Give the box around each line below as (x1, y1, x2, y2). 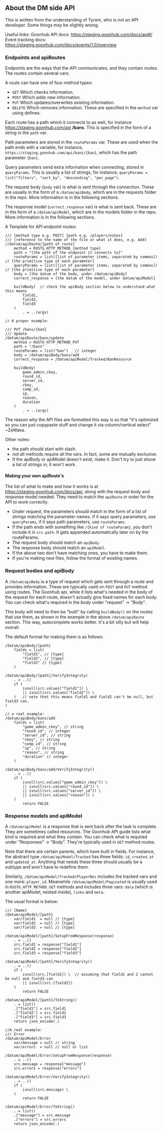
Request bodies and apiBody (5, 567, 74, 574)
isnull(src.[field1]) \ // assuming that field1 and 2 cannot (22, 972, 153, 977)
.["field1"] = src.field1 (14, 1006, 67, 1011)
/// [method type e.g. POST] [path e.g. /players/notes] (5, 233, 123, 238)
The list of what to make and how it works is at (5, 484, 98, 489)
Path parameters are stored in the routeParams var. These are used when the (5, 139, 158, 145)
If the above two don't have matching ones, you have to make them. (12, 550, 148, 556)
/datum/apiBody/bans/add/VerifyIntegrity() (5, 767, 95, 772)
